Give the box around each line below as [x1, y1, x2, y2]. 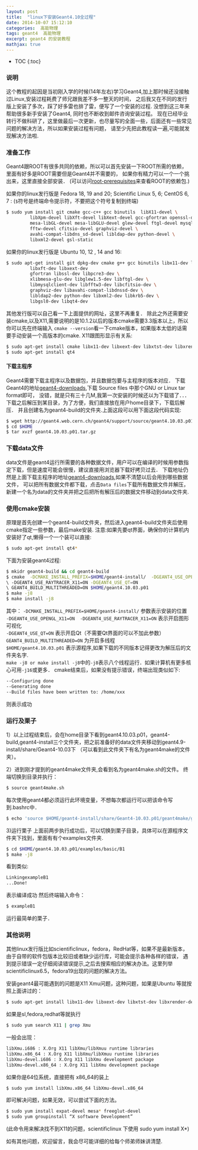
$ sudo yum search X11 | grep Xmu [6, 1023, 91, 1029]
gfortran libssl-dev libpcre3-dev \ [29, 271, 120, 277]
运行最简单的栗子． [6, 915, 53, 922]
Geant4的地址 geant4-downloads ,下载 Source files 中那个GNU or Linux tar [6, 384, 186, 391]
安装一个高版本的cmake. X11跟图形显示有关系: [21, 331, 133, 339]
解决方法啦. [11, 132, 39, 139]
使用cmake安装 [6, 504, 50, 512]
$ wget [6, 418, 22, 424]
